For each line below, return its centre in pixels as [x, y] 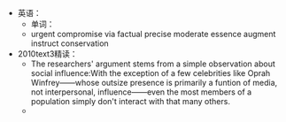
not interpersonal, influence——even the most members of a [141, 92]
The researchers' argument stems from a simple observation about [153, 64]
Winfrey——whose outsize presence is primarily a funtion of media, [154, 83]
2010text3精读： [47, 54]
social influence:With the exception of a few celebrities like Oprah [151, 73]
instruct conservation [70, 43]
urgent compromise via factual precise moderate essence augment [153, 34]
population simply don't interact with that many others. [130, 101]
